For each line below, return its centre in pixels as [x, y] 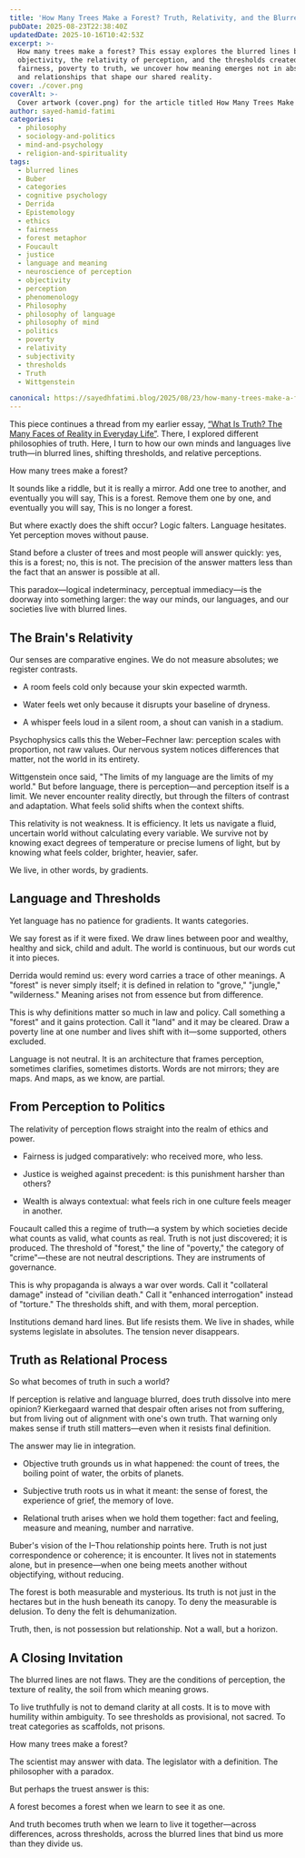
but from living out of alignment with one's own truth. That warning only [143, 1419]
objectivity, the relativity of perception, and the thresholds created [158, 60]
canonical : [30, 398]
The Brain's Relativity [71, 638]
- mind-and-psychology [60, 145]
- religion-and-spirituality [73, 153]
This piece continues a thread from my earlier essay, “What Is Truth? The [146, 424]
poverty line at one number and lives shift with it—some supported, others [148, 1031]
